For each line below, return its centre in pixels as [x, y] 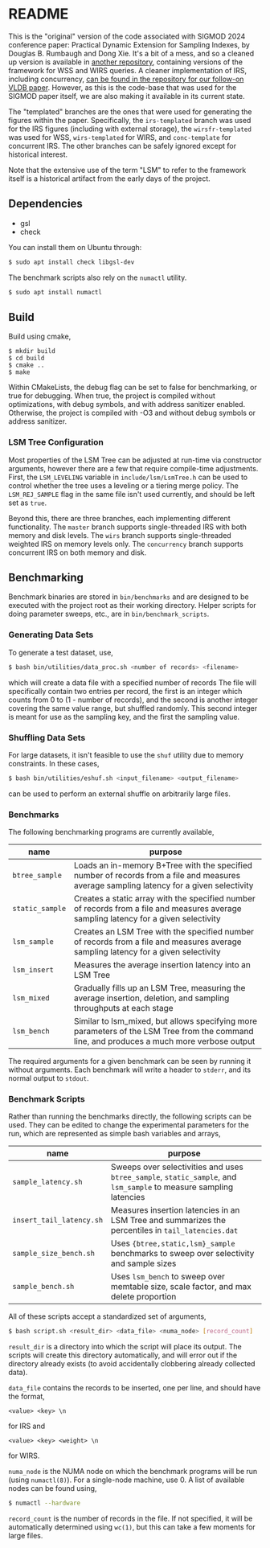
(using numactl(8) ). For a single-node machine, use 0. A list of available [127, 1480]
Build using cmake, [40, 337]
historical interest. [38, 154]
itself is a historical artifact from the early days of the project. [109, 179]
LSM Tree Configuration [56, 442]
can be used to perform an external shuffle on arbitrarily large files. [119, 794]
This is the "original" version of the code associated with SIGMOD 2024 [127, 36]
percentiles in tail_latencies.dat [175, 1230]
